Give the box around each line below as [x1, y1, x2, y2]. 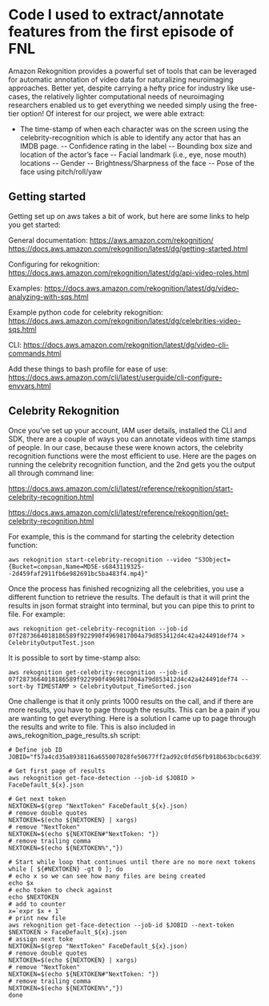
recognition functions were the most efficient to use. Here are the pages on [8, 451, 257, 461]
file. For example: [8, 609, 66, 618]
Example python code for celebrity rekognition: [8, 307, 164, 317]
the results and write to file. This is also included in [8, 722, 176, 731]
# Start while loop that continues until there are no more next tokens [8, 858, 256, 866]
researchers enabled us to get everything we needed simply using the [8, 100, 239, 110]
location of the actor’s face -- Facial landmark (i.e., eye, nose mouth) [19, 150, 247, 159]
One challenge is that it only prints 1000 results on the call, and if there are [8, 696, 254, 706]
